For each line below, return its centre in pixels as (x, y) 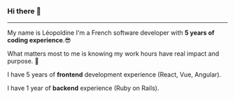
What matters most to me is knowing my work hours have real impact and (113, 54)
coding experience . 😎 (39, 40)
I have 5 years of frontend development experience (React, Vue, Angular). (114, 75)
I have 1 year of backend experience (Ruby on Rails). (83, 88)
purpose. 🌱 (23, 61)
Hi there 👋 (24, 11)
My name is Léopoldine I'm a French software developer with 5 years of (111, 33)
